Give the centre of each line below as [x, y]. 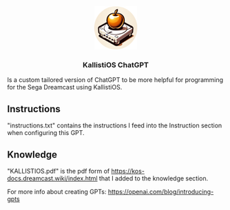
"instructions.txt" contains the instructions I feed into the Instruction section [115, 125]
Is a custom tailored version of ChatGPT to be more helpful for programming [115, 80]
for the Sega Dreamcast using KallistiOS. [65, 87]
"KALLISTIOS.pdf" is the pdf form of [59, 171]
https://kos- [128, 171]
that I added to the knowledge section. [154, 178]
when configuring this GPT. [46, 133]
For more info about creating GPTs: [57, 191]
